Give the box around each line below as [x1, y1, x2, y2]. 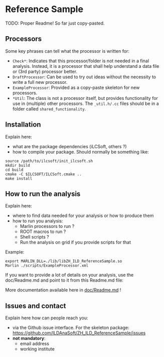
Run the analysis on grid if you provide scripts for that [20, 240, 131, 246]
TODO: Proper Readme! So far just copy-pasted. [5, 20, 105, 26]
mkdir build [5, 163, 30, 168]
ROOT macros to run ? [20, 228, 66, 234]
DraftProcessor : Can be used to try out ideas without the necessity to [12, 74, 156, 80]
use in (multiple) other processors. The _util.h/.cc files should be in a [12, 100, 159, 106]
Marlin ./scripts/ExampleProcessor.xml [5, 263, 89, 268]
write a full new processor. [12, 79, 68, 85]
